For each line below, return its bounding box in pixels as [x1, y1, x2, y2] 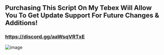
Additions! [5, 19, 38, 27]
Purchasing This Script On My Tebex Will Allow [5, 4, 152, 12]
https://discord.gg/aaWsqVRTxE [5, 33, 85, 40]
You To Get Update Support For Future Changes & [5, 12, 160, 20]
